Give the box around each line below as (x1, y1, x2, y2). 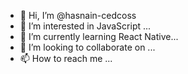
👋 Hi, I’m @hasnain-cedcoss (19, 10, 137, 21)
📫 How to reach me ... (19, 53, 113, 64)
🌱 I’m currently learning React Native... (19, 31, 179, 42)
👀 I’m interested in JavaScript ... (19, 20, 152, 32)
